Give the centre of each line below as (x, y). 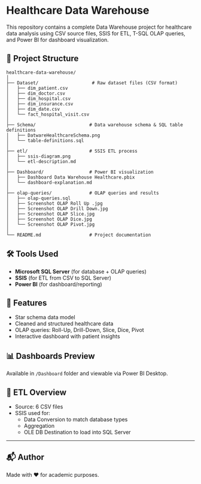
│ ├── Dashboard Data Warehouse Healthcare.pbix (71, 177)
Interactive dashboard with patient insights (68, 337)
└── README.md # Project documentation (79, 235)
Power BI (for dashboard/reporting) (59, 284)
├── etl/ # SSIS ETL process (72, 151)
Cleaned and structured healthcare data (64, 323)
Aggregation (39, 426)
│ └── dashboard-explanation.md (49, 182)
